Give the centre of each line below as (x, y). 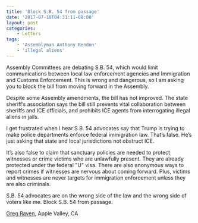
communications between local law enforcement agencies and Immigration (98, 73)
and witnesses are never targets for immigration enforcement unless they (96, 178)
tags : (13, 39)
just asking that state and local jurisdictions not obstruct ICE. (80, 141)
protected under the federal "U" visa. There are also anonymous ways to (95, 165)
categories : (21, 28)
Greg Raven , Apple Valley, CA (42, 213)
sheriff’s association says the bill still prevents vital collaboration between (96, 104)
